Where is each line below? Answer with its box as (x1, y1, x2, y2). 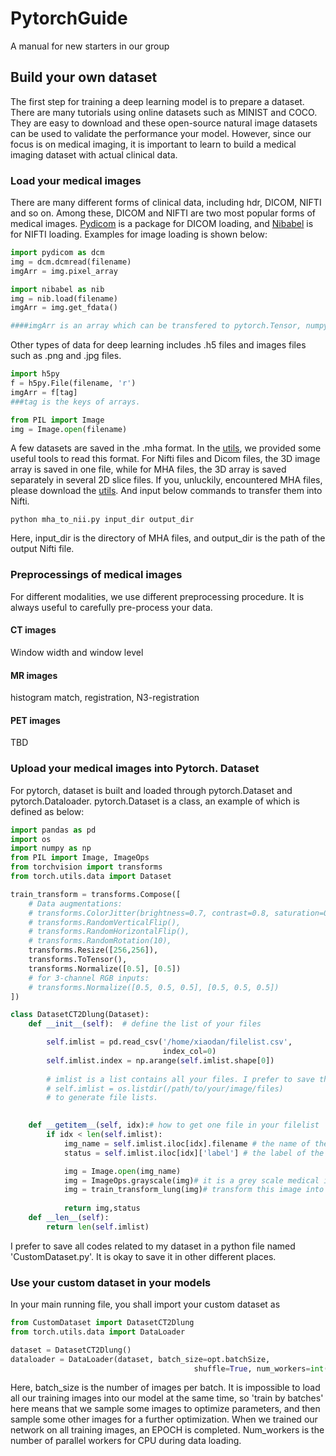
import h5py (10, 369, 60, 379)
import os (10, 834, 52, 844)
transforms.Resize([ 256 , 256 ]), (28, 945, 159, 956)
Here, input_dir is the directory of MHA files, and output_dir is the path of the (10, 532, 326, 544)
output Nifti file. (10, 543, 75, 555)
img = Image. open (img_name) (63, 1166, 182, 1176)
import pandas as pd (10, 825, 97, 835)
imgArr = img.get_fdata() (10, 303, 118, 313)
